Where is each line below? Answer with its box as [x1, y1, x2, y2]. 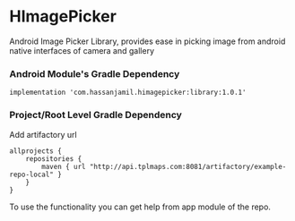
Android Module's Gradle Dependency [9, 67, 180, 80]
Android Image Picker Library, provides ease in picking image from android [9, 36, 286, 47]
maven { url [41, 162, 87, 171]
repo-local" [9, 170, 54, 179]
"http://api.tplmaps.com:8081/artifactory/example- [89, 162, 287, 171]
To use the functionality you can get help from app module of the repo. [9, 201, 272, 212]
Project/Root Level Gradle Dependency [9, 109, 182, 122]
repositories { [25, 154, 82, 163]
